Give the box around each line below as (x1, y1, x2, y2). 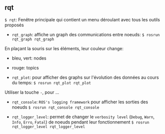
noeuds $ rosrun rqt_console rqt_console (11, 104, 99, 110)
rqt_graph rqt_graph (11, 37, 54, 42)
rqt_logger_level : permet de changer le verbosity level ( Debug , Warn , (11, 114, 155, 120)
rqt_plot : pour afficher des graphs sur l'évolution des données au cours (11, 74, 159, 80)
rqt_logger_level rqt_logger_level (11, 124, 85, 129)
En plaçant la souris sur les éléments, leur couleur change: (4, 45, 124, 51)
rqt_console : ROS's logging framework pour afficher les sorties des (11, 99, 149, 105)
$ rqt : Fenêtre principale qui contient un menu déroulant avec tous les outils (4, 16, 160, 22)
